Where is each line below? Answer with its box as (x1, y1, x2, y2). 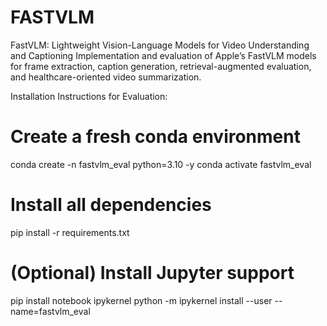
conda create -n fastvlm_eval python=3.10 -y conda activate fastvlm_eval (10, 158, 312, 170)
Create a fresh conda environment (10, 126, 301, 148)
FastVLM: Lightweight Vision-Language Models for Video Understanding (10, 39, 310, 51)
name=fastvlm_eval (10, 305, 91, 317)
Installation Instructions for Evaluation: (10, 90, 168, 102)
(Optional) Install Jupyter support (10, 262, 295, 284)
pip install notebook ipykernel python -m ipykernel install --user (10, 294, 273, 306)
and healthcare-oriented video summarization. (10, 71, 202, 83)
